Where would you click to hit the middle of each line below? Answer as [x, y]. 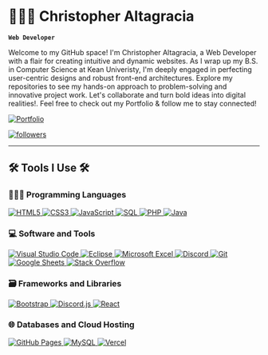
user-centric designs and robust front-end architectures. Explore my [120, 78]
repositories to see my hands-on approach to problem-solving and [118, 86]
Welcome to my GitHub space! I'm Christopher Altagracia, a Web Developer [132, 52]
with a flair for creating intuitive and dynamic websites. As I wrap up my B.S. [133, 61]
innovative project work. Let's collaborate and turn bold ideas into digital [127, 94]
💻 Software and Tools [52, 233]
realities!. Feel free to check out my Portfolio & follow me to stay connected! [132, 103]
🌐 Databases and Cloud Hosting [71, 325]
